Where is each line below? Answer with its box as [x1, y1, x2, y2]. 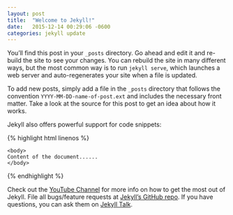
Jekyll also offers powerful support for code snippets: [7, 120, 162, 129]
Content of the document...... [7, 154, 98, 161]
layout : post [7, 10, 45, 17]
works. [7, 107, 27, 115]
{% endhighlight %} [7, 172, 64, 180]
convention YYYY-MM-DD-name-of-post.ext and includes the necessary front [7, 92, 222, 101]
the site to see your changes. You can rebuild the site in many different [23, 57, 226, 65]
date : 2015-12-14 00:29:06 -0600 [7, 23, 111, 30]
